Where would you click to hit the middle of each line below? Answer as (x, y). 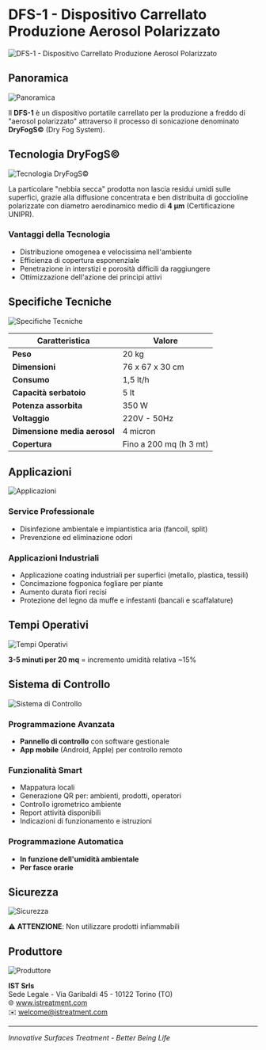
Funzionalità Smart (46, 770)
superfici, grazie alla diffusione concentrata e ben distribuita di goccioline (128, 197)
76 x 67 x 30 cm (153, 367)
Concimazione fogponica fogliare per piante (91, 584)
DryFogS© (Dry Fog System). (57, 129)
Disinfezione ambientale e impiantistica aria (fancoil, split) (114, 529)
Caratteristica (63, 340)
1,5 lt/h (136, 379)
